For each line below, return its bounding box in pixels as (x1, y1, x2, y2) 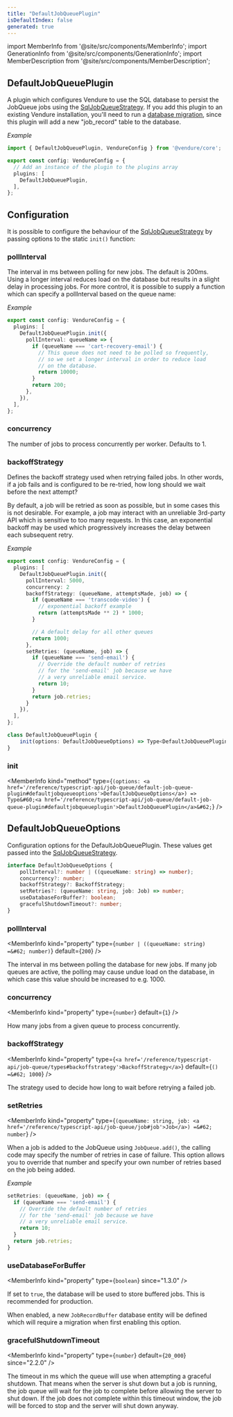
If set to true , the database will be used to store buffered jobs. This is (7, 1290, 205, 1298)
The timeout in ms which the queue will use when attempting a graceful (7, 1372, 212, 1381)
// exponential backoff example (37, 603, 132, 610)
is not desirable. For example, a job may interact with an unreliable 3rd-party (7, 509, 226, 517)
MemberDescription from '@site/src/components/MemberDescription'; (7, 57, 210, 65)
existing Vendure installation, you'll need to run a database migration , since (7, 111, 222, 119)
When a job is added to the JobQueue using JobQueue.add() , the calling (7, 1143, 212, 1151)
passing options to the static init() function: (7, 234, 136, 243)
